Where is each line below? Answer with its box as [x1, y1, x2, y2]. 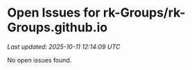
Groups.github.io [7, 19, 108, 35]
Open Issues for [7, 5, 101, 21]
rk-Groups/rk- [103, 5, 186, 21]
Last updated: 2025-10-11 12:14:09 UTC [7, 42, 121, 51]
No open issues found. [7, 55, 72, 64]
